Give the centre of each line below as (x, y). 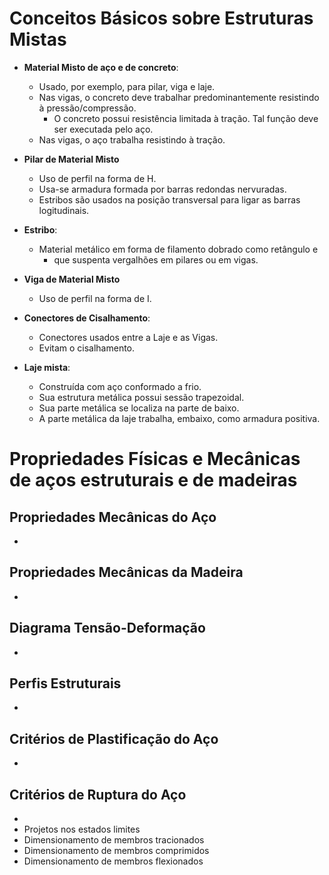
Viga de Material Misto (72, 279)
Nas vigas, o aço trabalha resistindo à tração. (132, 139)
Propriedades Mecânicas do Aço (113, 517)
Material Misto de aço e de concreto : (101, 67)
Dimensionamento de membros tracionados (114, 840)
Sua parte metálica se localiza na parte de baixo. (139, 408)
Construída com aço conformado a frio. (120, 386)
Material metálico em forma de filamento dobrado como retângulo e (178, 249)
